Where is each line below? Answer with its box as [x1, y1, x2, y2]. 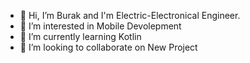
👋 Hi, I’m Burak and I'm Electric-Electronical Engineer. [19, 10, 241, 21]
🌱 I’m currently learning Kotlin [19, 31, 142, 42]
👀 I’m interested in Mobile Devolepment [19, 20, 182, 32]
